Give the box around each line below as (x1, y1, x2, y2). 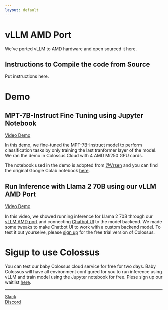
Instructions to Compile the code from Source (5, 60, 150, 68)
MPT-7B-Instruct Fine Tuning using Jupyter (5, 111, 144, 120)
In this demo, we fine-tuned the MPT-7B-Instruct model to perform (5, 142, 142, 148)
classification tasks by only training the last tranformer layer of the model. (5, 147, 157, 153)
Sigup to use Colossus (5, 247, 100, 258)
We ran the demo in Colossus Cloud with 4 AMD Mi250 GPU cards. (5, 153, 143, 159)
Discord (5, 299, 21, 305)
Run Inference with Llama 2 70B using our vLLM (5, 182, 156, 191)
